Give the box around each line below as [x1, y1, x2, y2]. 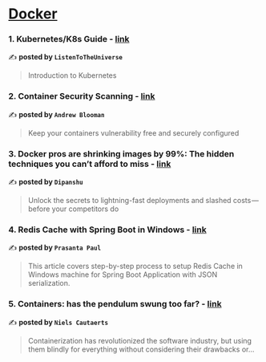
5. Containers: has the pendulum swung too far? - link [8, 299, 222, 310]
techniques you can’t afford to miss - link [8, 158, 171, 169]
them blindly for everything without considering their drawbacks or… [27, 344, 255, 354]
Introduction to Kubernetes [27, 71, 117, 80]
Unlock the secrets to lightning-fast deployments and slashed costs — [27, 196, 259, 205]
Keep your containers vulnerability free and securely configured [27, 128, 240, 137]
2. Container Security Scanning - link [8, 91, 155, 102]
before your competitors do [27, 204, 119, 214]
